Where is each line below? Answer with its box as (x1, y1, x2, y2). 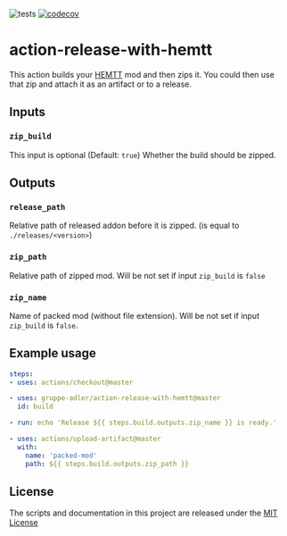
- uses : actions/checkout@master (9, 378, 134, 387)
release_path (9, 202, 66, 212)
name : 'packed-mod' (25, 451, 98, 460)
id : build (17, 402, 53, 411)
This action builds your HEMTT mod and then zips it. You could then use (9, 69, 275, 80)
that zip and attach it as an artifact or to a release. (9, 79, 193, 89)
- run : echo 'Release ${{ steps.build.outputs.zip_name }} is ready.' (9, 418, 277, 428)
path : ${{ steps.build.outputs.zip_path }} (25, 459, 190, 468)
